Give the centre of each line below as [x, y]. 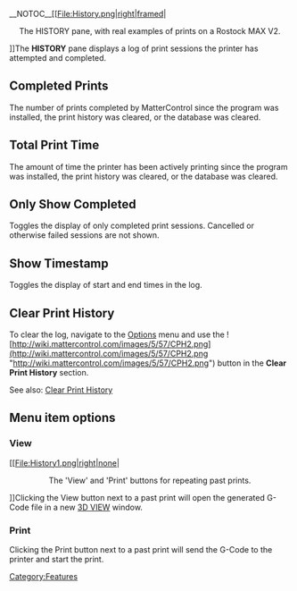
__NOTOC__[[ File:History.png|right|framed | [88, 14]
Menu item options [62, 418]
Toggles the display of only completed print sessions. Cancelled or [132, 226]
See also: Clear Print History [61, 390]
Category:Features [44, 577]
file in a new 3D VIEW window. [87, 507]
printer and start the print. [57, 560]
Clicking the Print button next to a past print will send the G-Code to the [141, 550]
